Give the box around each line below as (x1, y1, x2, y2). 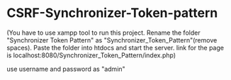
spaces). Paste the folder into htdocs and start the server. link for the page (6, 43, 225, 52)
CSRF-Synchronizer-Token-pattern (6, 5, 218, 21)
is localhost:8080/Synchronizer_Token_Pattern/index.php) (6, 51, 176, 59)
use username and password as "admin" (6, 64, 125, 73)
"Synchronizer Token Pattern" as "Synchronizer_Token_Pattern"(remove (6, 35, 218, 44)
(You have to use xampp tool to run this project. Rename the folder (6, 28, 201, 37)
